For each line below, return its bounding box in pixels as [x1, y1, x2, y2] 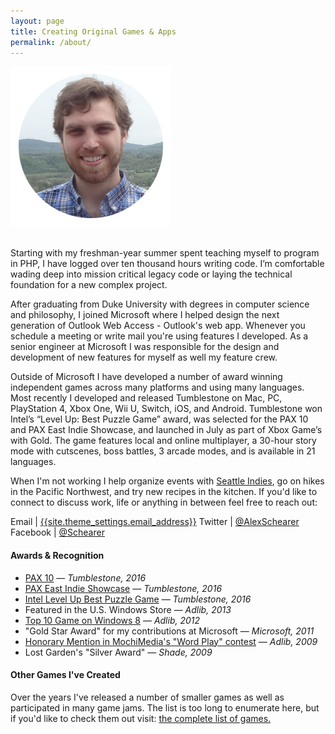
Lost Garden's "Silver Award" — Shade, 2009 [24, 646, 213, 658]
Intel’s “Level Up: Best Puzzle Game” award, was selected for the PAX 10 [10, 413, 309, 425]
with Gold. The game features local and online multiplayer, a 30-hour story [10, 435, 317, 447]
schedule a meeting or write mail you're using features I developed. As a [10, 330, 309, 342]
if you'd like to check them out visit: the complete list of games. [10, 712, 272, 724]
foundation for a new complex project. [10, 279, 168, 291]
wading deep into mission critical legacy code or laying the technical [10, 268, 293, 280]
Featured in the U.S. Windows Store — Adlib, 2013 [24, 603, 232, 615]
